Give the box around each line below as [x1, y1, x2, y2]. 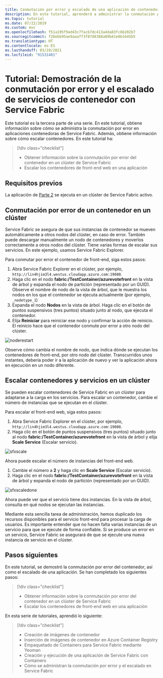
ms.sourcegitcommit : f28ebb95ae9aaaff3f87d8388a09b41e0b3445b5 [5, 35, 136, 39]
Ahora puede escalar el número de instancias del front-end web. [5, 458, 134, 464]
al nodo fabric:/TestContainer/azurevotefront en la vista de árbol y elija [12, 434, 158, 440]
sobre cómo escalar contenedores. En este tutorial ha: [5, 136, 114, 141]
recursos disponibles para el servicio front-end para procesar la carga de [5, 516, 152, 522]
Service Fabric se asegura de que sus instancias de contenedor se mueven [5, 226, 156, 232]
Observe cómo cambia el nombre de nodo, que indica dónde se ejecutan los [5, 347, 158, 352]
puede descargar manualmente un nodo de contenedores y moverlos [5, 237, 144, 243]
